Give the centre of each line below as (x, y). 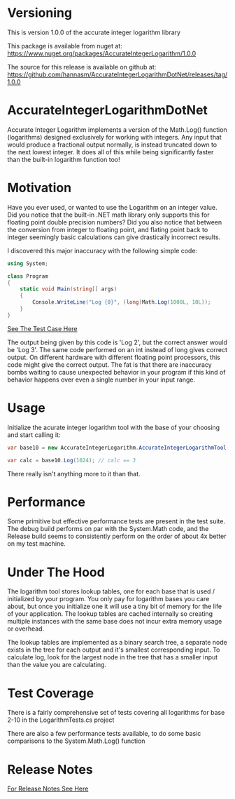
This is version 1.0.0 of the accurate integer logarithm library (94, 32)
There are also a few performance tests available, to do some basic (104, 734)
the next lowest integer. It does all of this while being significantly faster (111, 152)
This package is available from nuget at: (65, 46)
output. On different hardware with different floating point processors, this (114, 357)
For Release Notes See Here (48, 789)
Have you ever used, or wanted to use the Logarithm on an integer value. (113, 207)
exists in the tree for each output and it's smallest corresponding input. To (114, 650)
